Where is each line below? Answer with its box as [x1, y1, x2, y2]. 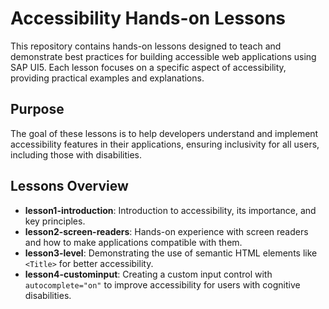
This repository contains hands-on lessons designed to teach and [10, 40, 282, 52]
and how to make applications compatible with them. [24, 236, 243, 248]
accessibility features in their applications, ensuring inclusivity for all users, [10, 138, 320, 150]
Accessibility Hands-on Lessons [10, 7, 287, 30]
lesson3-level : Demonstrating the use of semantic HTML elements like [24, 247, 318, 259]
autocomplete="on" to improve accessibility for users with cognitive [24, 278, 301, 291]
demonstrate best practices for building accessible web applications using [10, 50, 317, 62]
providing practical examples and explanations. [10, 72, 205, 84]
